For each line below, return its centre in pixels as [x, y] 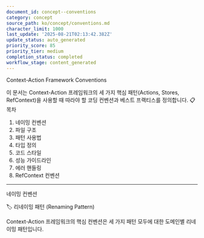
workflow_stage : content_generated [51, 62]
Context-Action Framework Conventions [57, 80]
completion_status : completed [45, 57]
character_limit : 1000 [35, 29]
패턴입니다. [31, 229]
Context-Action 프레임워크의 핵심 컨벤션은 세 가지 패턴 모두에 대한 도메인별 [96, 221]
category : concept [29, 18]
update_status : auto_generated [46, 40]
